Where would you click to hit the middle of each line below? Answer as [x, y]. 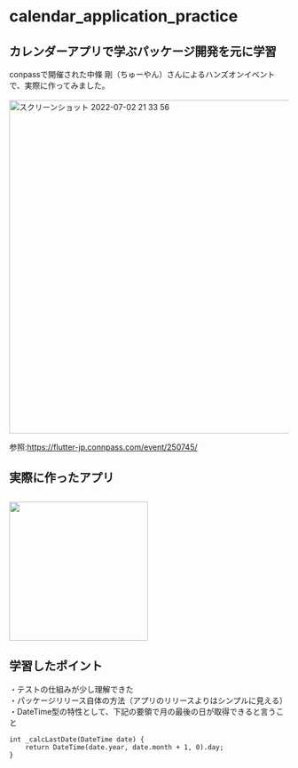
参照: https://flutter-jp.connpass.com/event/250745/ [103, 447]
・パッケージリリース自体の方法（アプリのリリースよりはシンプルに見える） [149, 700]
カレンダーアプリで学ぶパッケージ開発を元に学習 [143, 51]
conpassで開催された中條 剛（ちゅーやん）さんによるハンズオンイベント [142, 74]
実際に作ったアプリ [62, 478]
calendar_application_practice [124, 16]
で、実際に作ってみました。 [59, 85]
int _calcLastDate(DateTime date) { [77, 740]
